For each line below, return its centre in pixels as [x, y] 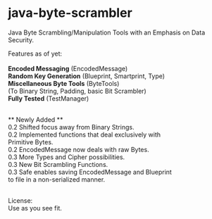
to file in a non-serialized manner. [57, 179]
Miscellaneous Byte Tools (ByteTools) [64, 83]
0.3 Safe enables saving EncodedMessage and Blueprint [90, 172]
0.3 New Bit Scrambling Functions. [58, 164]
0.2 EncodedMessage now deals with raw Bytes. [79, 149]
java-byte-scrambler [70, 13]
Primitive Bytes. [31, 142]
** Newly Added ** [36, 119]
